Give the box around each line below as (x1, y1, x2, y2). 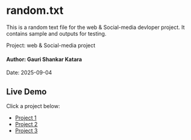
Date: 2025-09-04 (6, 69, 52, 76)
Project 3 (14, 127, 38, 134)
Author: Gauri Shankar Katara (6, 56, 83, 63)
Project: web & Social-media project (6, 42, 96, 49)
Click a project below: (6, 102, 60, 109)
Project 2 (14, 120, 38, 127)
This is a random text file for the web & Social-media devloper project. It (6, 24, 185, 31)
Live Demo (6, 86, 47, 97)
